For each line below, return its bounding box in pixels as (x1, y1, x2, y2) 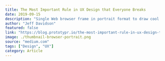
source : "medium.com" (5, 39, 50, 44)
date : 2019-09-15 (5, 12, 41, 17)
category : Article (5, 48, 43, 53)
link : (5, 30, 16, 35)
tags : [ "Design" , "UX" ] (5, 44, 54, 49)
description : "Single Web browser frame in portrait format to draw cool (5, 16, 160, 21)
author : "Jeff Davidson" (5, 21, 56, 26)
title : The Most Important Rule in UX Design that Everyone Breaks (5, 7, 146, 12)
